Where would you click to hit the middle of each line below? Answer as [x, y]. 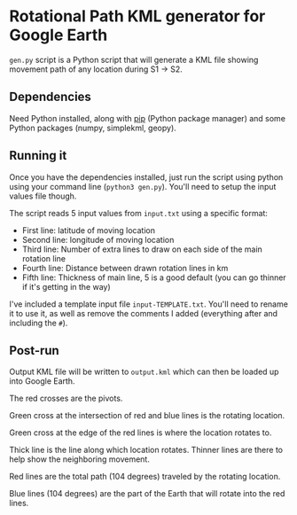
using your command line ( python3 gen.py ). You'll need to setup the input [143, 186]
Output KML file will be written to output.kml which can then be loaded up [144, 372]
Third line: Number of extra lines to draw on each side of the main [142, 249]
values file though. [43, 196]
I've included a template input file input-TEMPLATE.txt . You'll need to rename [148, 304]
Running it [38, 156]
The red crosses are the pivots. [66, 398]
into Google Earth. [42, 381]
